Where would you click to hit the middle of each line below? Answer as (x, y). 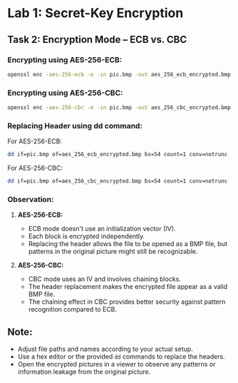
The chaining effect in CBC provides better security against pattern (127, 302)
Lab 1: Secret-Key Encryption (95, 13)
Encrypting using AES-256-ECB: (65, 60)
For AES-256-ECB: (35, 141)
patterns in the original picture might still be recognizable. (113, 252)
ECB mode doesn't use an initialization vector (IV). (102, 229)
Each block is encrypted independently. (86, 236)
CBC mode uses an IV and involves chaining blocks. (105, 279)
